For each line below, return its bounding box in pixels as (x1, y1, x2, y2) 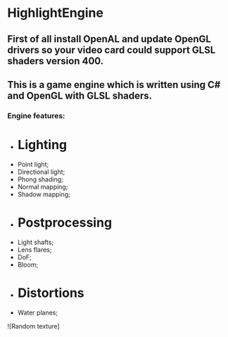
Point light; (17, 160, 49, 168)
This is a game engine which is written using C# (7, 79, 221, 91)
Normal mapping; (17, 182, 68, 191)
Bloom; (17, 260, 39, 269)
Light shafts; (17, 238, 54, 246)
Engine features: (7, 110, 65, 120)
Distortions (17, 285, 84, 300)
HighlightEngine (7, 5, 104, 21)
